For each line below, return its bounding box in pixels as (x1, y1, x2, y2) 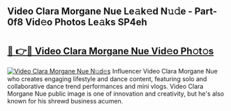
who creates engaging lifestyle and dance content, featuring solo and (7, 75, 207, 83)
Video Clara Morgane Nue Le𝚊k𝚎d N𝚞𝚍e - (7, 6, 193, 17)
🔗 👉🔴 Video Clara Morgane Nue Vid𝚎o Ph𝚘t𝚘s (7, 45, 214, 57)
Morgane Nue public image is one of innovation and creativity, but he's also (7, 89, 225, 98)
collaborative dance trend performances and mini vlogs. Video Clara (7, 83, 204, 90)
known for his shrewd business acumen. (7, 97, 124, 105)
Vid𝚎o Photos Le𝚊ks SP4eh (25, 17, 148, 28)
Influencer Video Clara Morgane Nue (112, 67, 218, 75)
